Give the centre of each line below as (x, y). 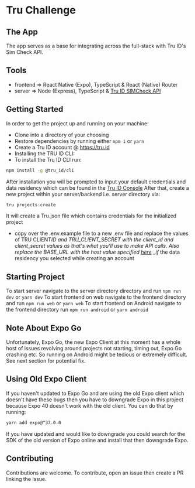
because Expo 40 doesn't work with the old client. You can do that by (90, 405)
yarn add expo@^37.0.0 (34, 422)
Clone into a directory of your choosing (62, 135)
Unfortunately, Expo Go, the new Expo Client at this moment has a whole (93, 342)
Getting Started (35, 109)
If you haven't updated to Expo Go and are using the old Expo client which (95, 393)
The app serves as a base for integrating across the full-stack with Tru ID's (96, 46)
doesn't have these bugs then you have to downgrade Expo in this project (95, 400)
